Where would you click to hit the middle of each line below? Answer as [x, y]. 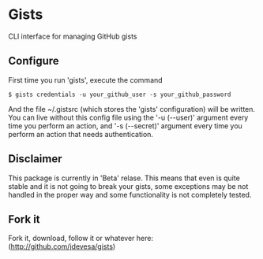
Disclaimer [35, 159]
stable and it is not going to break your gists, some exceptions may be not [128, 186]
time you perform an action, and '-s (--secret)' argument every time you [125, 126]
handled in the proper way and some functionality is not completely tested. [130, 194]
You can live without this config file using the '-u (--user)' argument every [128, 117]
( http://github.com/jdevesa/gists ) [62, 246]
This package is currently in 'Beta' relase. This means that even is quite [124, 178]
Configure [34, 61]
